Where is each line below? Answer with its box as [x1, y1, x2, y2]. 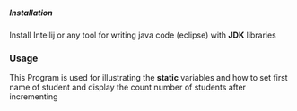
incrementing [9, 91, 58, 102]
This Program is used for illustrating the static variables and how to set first [9, 73, 289, 83]
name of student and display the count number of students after [9, 81, 247, 93]
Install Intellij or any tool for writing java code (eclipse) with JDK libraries [9, 30, 276, 40]
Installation [9, 7, 53, 18]
